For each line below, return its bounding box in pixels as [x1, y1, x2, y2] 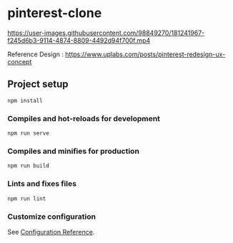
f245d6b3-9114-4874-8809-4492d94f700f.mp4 [7, 36, 151, 44]
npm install [7, 97, 43, 104]
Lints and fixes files [7, 179, 77, 189]
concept [7, 57, 32, 66]
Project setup [7, 78, 69, 91]
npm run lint [7, 195, 46, 202]
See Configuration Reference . [7, 227, 95, 236]
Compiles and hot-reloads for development [7, 113, 161, 123]
